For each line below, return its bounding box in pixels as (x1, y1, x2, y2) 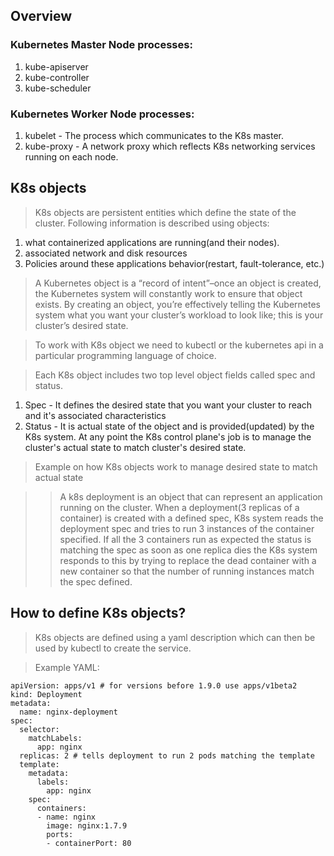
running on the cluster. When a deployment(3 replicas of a (59, 501, 300, 513)
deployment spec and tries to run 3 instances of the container (59, 522, 315, 534)
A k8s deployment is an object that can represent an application (59, 490, 323, 503)
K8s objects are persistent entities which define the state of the (34, 206, 297, 218)
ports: (46, 829, 74, 839)
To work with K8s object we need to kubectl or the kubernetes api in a (34, 339, 324, 351)
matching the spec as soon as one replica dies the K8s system (59, 544, 318, 556)
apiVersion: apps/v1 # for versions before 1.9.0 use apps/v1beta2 (10, 680, 298, 691)
